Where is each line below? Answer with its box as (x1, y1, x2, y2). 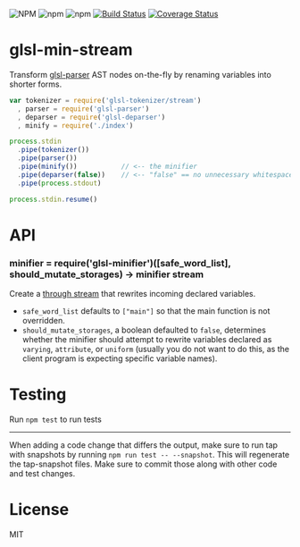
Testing (9, 384, 67, 405)
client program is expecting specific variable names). (21, 353, 218, 364)
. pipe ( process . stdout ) (17, 179, 102, 188)
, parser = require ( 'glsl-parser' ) (17, 104, 150, 114)
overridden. (21, 316, 65, 326)
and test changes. (9, 467, 76, 478)
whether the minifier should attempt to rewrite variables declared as (21, 334, 272, 345)
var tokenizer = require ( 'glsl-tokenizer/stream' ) (9, 96, 202, 105)
